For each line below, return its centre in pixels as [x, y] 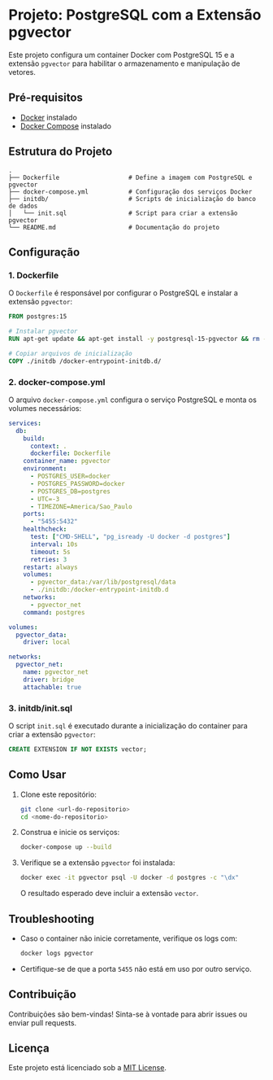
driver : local [47, 642]
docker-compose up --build [66, 847]
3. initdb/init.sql [41, 708]
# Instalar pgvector [43, 331]
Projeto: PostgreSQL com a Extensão [135, 15]
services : [25, 423]
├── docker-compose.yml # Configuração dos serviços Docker [130, 192]
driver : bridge [49, 680]
